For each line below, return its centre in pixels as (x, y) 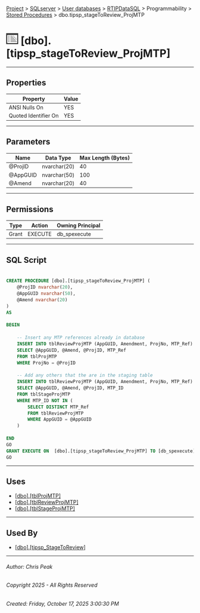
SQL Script (26, 260)
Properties (26, 83)
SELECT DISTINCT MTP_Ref (58, 407)
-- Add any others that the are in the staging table (85, 376)
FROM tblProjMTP (37, 356)
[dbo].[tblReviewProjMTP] (46, 502)
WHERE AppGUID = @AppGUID (60, 419)
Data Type (58, 158)
